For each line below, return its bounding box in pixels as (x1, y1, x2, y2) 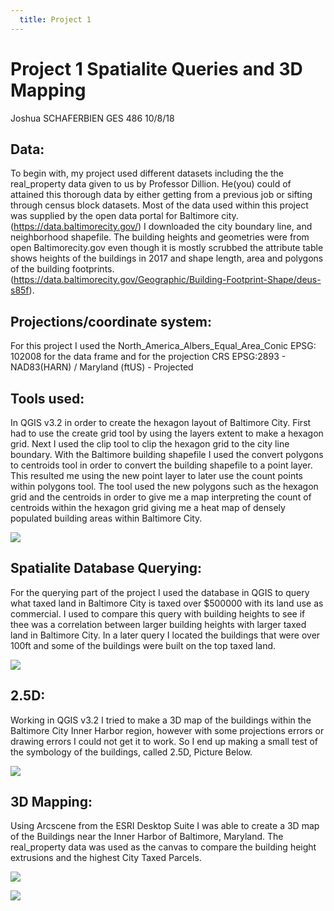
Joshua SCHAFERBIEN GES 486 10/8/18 (10, 112, 175, 124)
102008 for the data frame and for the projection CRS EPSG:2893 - (10, 351, 287, 363)
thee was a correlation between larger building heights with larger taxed (10, 618, 307, 630)
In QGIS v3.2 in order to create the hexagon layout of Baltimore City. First (10, 417, 312, 428)
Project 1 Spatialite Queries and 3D (10, 57, 303, 80)
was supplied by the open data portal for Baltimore (10, 210, 220, 222)
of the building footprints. (10, 263, 115, 275)
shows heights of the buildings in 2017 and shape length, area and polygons (10, 252, 324, 265)
